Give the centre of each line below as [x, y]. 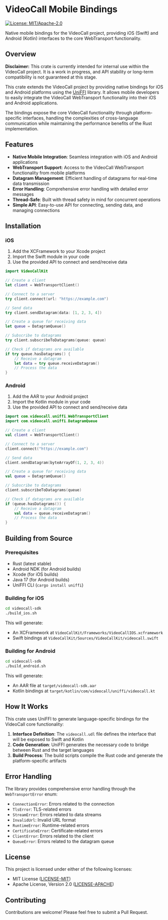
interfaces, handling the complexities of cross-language [80, 118]
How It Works [27, 707]
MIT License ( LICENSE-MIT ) [42, 879]
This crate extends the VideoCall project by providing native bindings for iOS [84, 87]
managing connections [36, 210]
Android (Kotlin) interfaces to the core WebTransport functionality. [73, 38]
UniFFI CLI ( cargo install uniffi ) [48, 585]
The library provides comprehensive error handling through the [70, 788]
